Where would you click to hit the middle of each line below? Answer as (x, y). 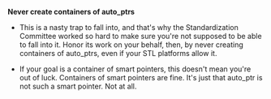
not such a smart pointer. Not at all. (78, 86)
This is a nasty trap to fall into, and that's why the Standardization (129, 27)
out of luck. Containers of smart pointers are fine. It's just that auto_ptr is (141, 77)
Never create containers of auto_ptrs (71, 12)
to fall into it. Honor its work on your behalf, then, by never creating (131, 45)
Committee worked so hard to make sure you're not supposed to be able (140, 36)
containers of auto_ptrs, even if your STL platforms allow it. (118, 53)
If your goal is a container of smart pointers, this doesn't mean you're (135, 69)
